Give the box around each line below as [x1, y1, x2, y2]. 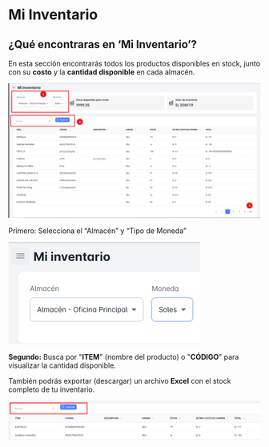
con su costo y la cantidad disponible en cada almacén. [8, 67, 195, 77]
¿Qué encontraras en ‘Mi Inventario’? [8, 38, 198, 51]
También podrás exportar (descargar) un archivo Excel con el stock [8, 377, 231, 386]
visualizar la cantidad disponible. [8, 360, 116, 370]
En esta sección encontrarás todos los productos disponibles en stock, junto [8, 58, 261, 68]
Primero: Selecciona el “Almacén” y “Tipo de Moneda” [8, 226, 187, 236]
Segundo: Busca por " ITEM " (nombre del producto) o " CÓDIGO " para [8, 352, 239, 362]
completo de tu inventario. [8, 385, 95, 394]
